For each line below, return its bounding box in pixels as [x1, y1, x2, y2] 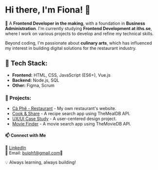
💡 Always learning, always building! [5, 159, 76, 165]
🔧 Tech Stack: [5, 59, 48, 67]
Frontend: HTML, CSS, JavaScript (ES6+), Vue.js [12, 72, 111, 78]
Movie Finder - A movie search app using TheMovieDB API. [12, 121, 131, 127]
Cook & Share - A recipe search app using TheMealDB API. [12, 111, 130, 117]
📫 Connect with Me [5, 132, 46, 138]
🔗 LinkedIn [5, 145, 26, 151]
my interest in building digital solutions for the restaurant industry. [5, 45, 137, 51]
